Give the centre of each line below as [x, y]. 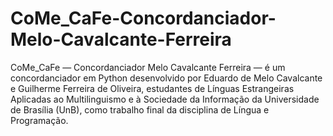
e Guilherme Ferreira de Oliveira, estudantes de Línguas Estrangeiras [152, 88]
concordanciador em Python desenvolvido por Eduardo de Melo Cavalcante [166, 78]
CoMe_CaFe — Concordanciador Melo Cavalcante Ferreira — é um [148, 67]
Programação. [39, 120]
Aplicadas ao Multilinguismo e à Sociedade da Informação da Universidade [165, 99]
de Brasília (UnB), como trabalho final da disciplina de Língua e [140, 109]
